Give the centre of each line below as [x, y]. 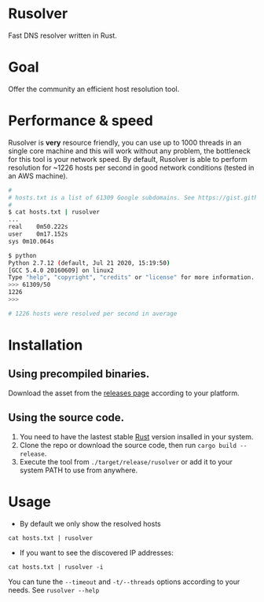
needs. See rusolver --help [54, 589]
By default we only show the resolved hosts [90, 523]
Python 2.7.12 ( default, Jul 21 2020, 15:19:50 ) [89, 263]
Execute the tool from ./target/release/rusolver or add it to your [126, 461]
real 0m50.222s [38, 227]
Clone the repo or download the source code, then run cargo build [128, 445]
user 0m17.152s [38, 234]
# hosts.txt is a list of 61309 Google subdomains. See [101, 197]
